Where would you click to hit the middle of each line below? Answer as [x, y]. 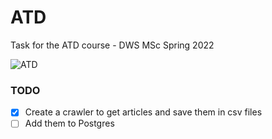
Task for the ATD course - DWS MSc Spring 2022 [112, 45]
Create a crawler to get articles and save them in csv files [143, 112]
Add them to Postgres [69, 123]
